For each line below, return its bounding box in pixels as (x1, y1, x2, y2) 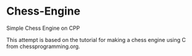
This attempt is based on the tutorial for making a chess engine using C (6, 36, 186, 43)
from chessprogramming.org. (6, 43, 81, 50)
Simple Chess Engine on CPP (6, 24, 80, 32)
